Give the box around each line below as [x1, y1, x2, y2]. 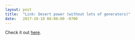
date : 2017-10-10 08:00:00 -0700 [5, 16, 78, 21]
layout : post [5, 7, 32, 12]
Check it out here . [5, 30, 42, 36]
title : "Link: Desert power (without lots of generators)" [5, 12, 131, 17]
